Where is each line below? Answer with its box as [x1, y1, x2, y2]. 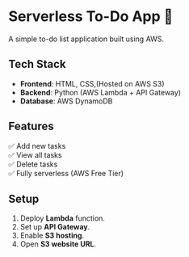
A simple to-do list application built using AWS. [8, 34, 164, 44]
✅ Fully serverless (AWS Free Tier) [8, 168, 124, 178]
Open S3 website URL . [19, 239, 97, 249]
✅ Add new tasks [8, 141, 66, 150]
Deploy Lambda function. [19, 213, 105, 223]
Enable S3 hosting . [19, 230, 85, 241]
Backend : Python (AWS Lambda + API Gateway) [19, 87, 182, 97]
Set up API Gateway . [19, 222, 90, 232]
